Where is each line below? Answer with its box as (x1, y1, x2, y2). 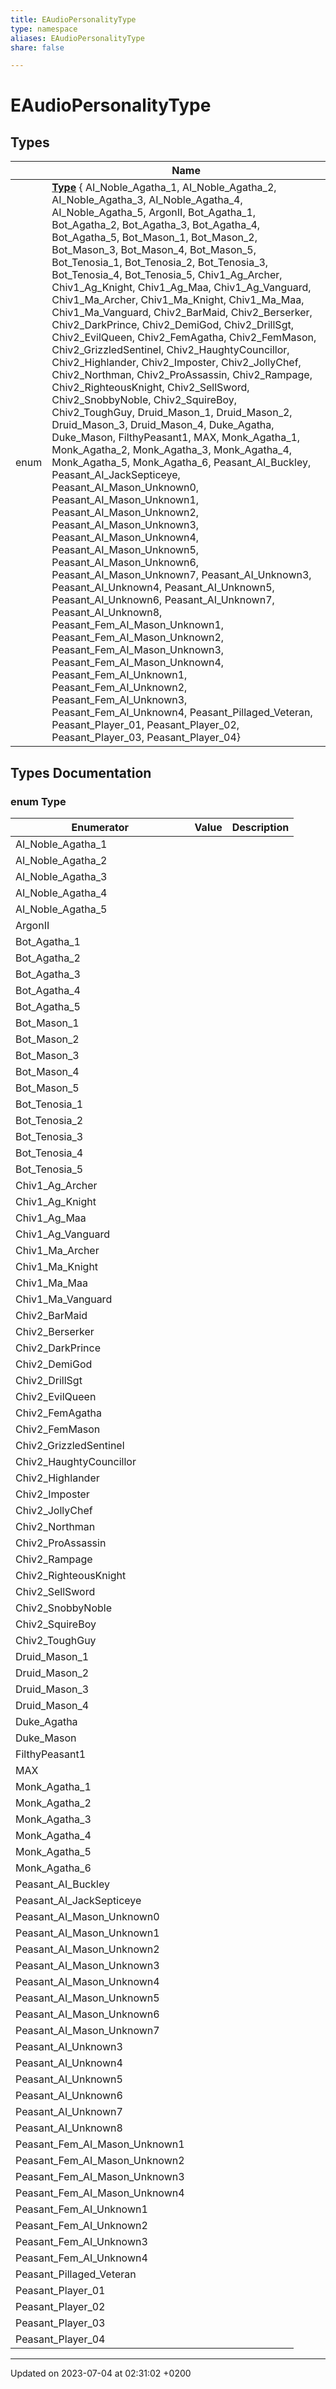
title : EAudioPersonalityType (10, 14, 137, 25)
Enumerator (71, 820, 129, 834)
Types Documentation (10, 764, 152, 781)
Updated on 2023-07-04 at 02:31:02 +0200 (10, 2367, 192, 2379)
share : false (10, 42, 65, 53)
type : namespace (10, 24, 78, 34)
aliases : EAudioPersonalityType (10, 33, 145, 43)
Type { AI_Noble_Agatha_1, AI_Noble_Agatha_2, (51, 181, 277, 195)
